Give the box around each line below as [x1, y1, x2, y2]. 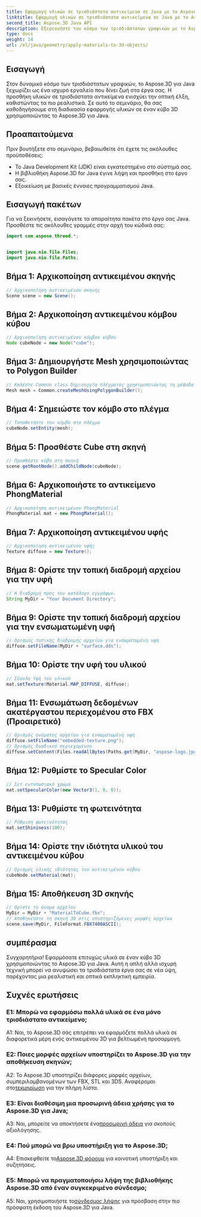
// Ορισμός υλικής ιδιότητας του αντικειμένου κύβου [6, 867, 141, 873]
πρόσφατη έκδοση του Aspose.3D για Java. [6, 1203, 115, 1211]
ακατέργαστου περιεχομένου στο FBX [6, 707, 154, 717]
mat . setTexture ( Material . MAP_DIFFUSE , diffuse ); [6, 681, 130, 687]
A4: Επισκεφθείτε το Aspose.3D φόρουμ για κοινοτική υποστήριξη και [6, 1155, 178, 1162]
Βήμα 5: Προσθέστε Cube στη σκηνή [6, 442, 147, 452]
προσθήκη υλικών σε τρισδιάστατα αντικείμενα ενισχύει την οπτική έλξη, [6, 93, 190, 100]
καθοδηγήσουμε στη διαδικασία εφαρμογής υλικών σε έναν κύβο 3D [6, 105, 178, 112]
